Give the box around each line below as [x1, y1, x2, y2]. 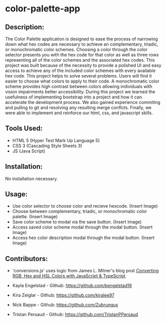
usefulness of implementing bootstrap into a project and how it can [5, 94, 142, 100]
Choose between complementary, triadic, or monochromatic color [12, 208, 147, 214]
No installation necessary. [5, 175, 58, 181]
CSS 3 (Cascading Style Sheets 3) [12, 143, 83, 149]
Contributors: [5, 254, 48, 263]
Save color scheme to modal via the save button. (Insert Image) [12, 219, 142, 225]
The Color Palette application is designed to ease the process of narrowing [5, 36, 158, 42]
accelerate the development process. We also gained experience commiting [5, 99, 161, 105]
